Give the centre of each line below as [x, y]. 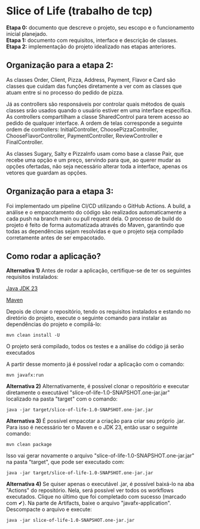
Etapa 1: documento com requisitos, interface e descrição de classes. [92, 40]
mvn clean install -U [33, 336]
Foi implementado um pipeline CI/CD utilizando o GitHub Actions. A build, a [99, 206]
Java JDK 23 [22, 288]
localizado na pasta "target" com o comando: [62, 399]
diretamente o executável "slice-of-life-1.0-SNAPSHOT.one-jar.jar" [88, 393]
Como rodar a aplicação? [54, 256]
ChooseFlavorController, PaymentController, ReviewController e [84, 136]
